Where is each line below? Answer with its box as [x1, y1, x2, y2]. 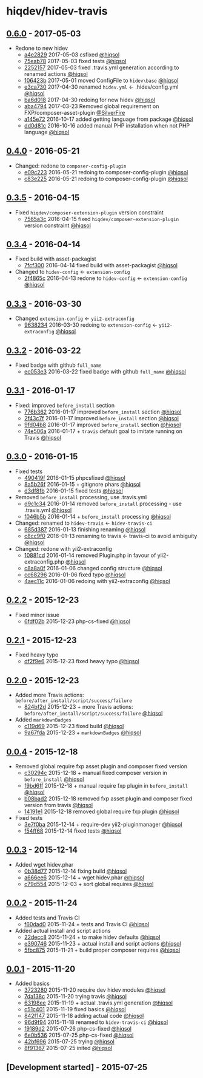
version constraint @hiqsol [24, 222, 91, 229]
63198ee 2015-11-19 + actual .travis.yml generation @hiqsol [24, 999, 173, 1006]
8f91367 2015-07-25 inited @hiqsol [24, 1045, 113, 1052]
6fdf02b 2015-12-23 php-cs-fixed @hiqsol [24, 618, 131, 625]
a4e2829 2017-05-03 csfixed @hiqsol [24, 51, 120, 58]
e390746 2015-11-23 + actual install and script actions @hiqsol [24, 940, 181, 947]
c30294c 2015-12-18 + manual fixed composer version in [24, 769, 168, 776]
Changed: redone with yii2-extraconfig [15, 545, 112, 552]
